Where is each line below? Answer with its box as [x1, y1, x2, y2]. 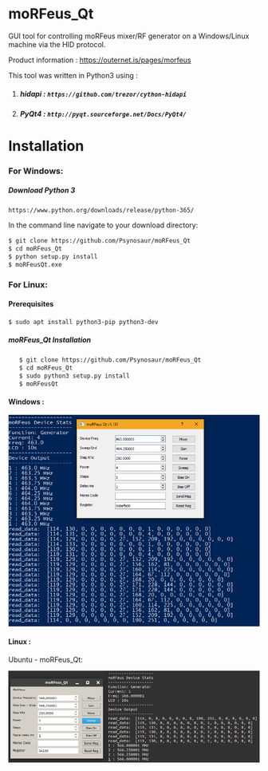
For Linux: [8, 279, 48, 290]
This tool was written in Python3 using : [8, 70, 138, 80]
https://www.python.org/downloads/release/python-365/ [8, 206, 195, 214]
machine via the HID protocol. [8, 39, 106, 49]
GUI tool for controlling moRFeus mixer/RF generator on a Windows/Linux [8, 31, 250, 41]
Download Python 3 [8, 185, 76, 195]
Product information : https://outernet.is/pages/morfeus [8, 55, 191, 65]
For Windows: [8, 165, 64, 176]
